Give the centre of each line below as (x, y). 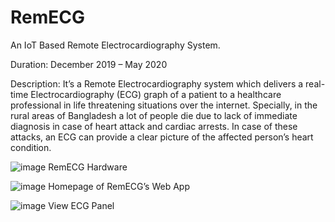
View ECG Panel (81, 205)
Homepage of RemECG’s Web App (119, 186)
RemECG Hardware (88, 167)
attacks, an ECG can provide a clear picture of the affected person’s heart (162, 137)
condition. (31, 147)
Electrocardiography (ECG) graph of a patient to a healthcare (156, 94)
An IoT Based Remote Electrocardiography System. (115, 45)
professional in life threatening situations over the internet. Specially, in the (164, 105)
